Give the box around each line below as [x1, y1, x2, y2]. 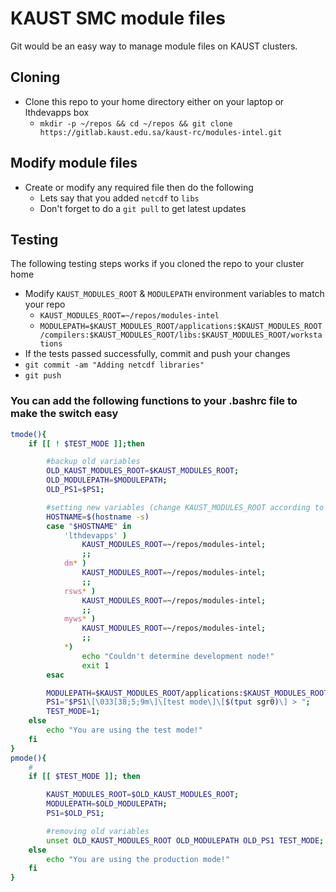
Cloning [10, 69, 61, 86]
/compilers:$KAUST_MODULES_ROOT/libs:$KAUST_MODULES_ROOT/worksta [39, 330, 323, 341]
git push [24, 371, 62, 381]
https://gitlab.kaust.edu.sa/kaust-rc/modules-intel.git [39, 127, 283, 137]
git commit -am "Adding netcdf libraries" [24, 360, 205, 371]
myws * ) [63, 614, 97, 624]
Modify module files [10, 155, 138, 172]
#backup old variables [46, 457, 141, 467]
